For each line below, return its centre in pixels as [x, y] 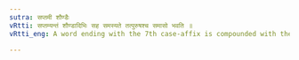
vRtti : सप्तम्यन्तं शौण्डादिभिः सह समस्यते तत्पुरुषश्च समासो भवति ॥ [101, 26]
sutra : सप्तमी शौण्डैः [39, 17]
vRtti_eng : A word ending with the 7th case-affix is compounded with [143, 34]
